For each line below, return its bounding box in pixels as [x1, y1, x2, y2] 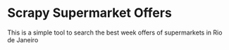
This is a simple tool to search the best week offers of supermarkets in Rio [7, 28, 223, 37]
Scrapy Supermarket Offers [7, 5, 173, 21]
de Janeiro [7, 35, 39, 44]
